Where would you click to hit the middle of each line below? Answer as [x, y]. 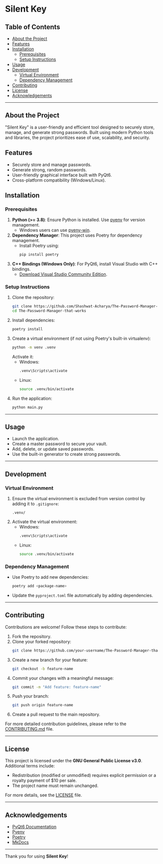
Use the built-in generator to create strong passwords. [66, 454]
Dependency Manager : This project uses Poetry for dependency [77, 235]
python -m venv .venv [34, 347]
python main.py [27, 407]
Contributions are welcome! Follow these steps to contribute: [66, 627]
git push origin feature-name [43, 705]
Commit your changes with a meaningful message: [63, 678]
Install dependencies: [33, 320]
